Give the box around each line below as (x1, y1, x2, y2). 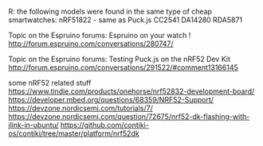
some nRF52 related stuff (8, 79, 92, 87)
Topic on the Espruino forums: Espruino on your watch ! (8, 31, 191, 40)
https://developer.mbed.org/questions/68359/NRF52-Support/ (8, 95, 214, 104)
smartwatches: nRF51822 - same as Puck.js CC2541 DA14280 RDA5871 (8, 15, 243, 25)
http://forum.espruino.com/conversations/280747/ (8, 39, 174, 48)
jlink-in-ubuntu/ (8, 121, 59, 129)
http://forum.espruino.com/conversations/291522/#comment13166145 (8, 63, 239, 72)
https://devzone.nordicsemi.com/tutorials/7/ (8, 103, 153, 113)
